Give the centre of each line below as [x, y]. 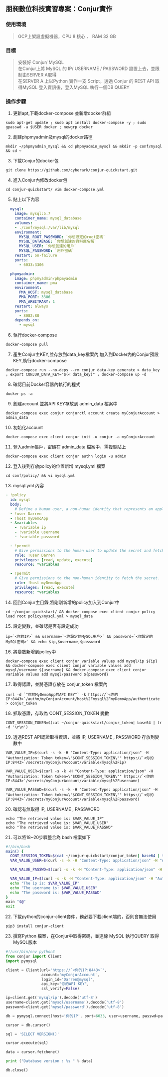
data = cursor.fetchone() [32, 1052]
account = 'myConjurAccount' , [70, 975]
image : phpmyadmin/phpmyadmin [46, 278]
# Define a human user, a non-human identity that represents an [84, 509]
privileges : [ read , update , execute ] [54, 560]
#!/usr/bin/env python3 [30, 952]
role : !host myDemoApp [38, 583]
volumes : [24, 223]
